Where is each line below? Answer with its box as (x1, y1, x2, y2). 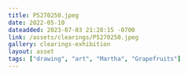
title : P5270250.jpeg (8, 11, 79, 20)
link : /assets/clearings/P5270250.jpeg (8, 33, 139, 41)
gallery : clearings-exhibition (8, 41, 111, 48)
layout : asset (8, 48, 55, 55)
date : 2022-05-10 (8, 19, 65, 27)
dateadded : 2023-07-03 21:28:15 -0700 (8, 26, 135, 34)
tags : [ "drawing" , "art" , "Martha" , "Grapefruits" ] (8, 55, 181, 63)
